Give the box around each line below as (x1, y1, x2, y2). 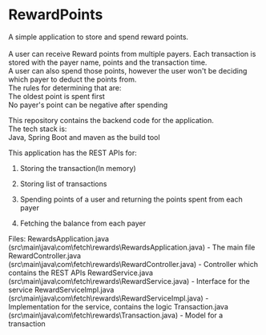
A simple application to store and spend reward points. (8, 32, 189, 42)
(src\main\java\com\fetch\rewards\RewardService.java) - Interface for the (8, 276, 250, 285)
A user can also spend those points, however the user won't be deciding (8, 66, 248, 75)
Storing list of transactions (19, 178, 107, 189)
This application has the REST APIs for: (8, 148, 138, 158)
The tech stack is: (8, 124, 67, 134)
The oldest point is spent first (8, 91, 106, 101)
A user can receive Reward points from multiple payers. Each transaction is (8, 49, 256, 58)
